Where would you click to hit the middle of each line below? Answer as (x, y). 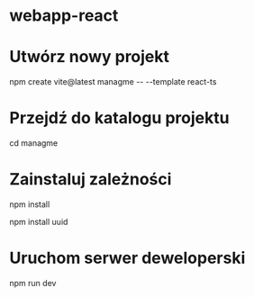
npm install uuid (39, 222)
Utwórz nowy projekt (89, 57)
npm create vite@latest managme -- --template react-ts (113, 82)
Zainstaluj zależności (91, 180)
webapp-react (64, 16)
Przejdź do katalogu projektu (119, 118)
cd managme (34, 143)
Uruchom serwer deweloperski (127, 258)
